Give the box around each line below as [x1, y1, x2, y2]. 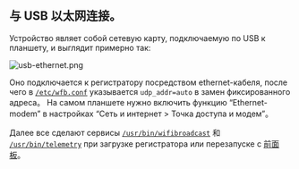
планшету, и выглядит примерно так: [9, 42, 151, 53]
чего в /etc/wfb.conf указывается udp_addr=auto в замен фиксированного [9, 86, 291, 97]
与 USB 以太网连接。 [9, 8, 122, 24]
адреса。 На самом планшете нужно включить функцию [9, 97, 228, 107]
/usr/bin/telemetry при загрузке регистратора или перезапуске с [9, 138, 262, 149]
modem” [9, 108, 41, 119]
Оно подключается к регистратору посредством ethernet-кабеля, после [9, 77, 288, 88]
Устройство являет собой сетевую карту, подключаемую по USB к [9, 32, 266, 43]
